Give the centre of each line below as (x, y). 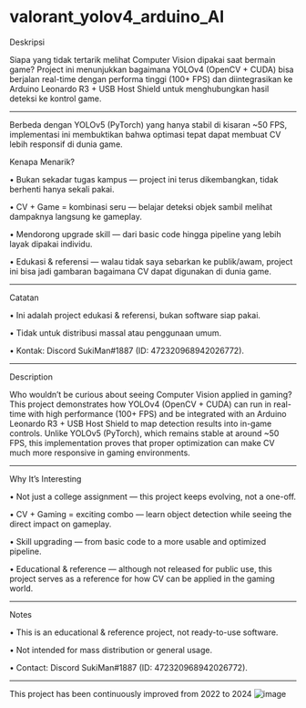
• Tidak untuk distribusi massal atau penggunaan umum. (116, 333)
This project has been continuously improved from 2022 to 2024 (131, 693)
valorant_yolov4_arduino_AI (117, 17)
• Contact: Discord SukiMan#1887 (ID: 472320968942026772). (129, 667)
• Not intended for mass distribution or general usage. (111, 650)
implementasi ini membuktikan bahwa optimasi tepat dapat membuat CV (145, 134)
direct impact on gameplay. (61, 524)
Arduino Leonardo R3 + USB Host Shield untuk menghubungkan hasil (139, 88)
